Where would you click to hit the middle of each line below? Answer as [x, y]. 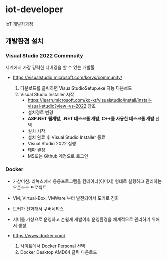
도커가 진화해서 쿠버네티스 [38, 208]
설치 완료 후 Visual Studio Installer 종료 [66, 137]
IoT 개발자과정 [19, 24]
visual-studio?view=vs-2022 [57, 106]
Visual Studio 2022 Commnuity [44, 56]
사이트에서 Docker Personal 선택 [52, 246]
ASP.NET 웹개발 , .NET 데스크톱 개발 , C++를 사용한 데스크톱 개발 [91, 118]
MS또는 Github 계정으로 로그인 [58, 156]
